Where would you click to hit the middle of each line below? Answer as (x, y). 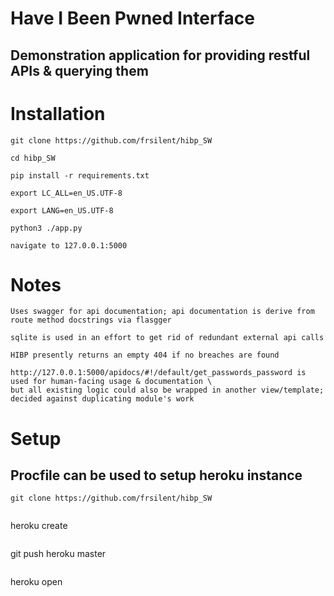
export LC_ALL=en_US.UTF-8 (66, 193)
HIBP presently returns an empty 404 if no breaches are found (145, 355)
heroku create (39, 526)
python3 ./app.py (46, 228)
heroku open (36, 582)
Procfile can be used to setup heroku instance (156, 475)
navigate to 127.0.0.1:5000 (69, 245)
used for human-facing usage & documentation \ (111, 382)
